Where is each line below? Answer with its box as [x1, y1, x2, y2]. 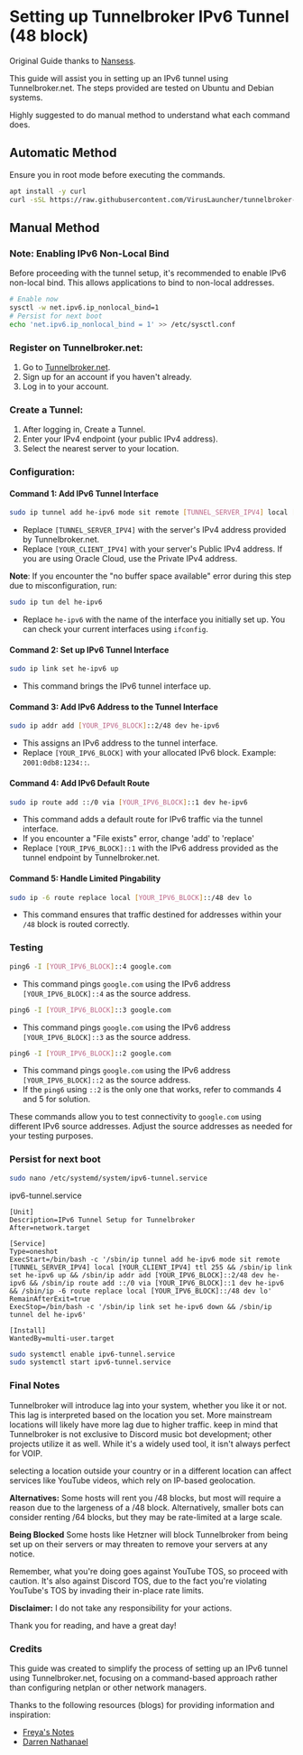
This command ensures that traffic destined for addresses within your [22, 909, 282, 920]
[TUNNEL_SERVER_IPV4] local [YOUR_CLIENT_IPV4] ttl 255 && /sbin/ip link [9, 1262, 293, 1272]
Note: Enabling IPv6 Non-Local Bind [9, 246, 170, 259]
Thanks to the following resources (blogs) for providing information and [9, 1699, 275, 1710]
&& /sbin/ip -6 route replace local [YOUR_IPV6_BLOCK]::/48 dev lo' [9, 1286, 272, 1295]
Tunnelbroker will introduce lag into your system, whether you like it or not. [9, 1399, 287, 1410]
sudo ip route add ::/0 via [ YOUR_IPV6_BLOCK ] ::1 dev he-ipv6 [9, 797, 248, 807]
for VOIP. [9, 1447, 43, 1459]
